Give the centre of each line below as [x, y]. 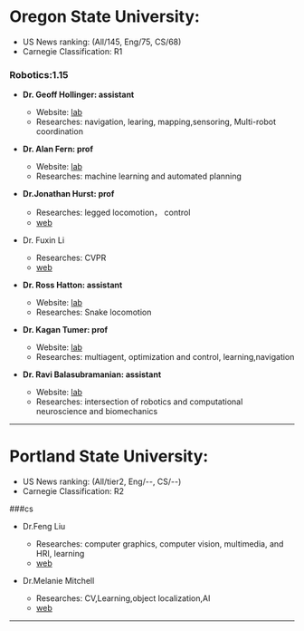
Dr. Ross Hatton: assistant [72, 285]
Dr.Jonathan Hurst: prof [68, 194]
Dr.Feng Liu [44, 527]
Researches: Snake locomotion [94, 312]
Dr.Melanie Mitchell [58, 581]
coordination [60, 131]
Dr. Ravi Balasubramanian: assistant [92, 374]
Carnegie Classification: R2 [73, 491]
